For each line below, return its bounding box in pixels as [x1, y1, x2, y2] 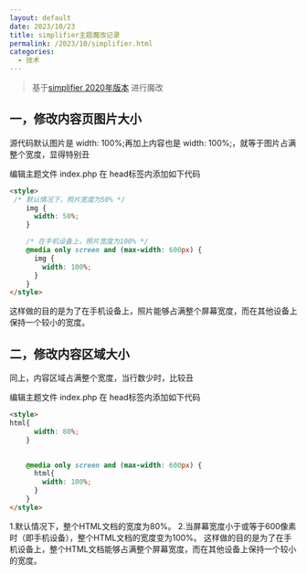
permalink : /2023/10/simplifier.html [9, 38, 153, 48]
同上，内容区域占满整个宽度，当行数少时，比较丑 [9, 372, 194, 384]
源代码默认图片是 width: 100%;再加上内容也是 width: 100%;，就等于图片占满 [9, 137, 297, 148]
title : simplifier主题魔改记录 [9, 30, 121, 39]
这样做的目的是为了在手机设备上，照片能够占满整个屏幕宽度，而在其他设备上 [9, 305, 298, 316]
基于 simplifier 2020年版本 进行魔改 [31, 82, 164, 92]
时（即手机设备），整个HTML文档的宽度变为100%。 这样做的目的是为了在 [9, 532, 285, 543]
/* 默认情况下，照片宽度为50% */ [13, 195, 126, 204]
